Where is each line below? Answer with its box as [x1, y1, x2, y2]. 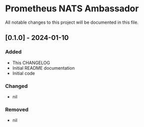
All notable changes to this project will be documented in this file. [5, 19, 139, 25]
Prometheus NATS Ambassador [5, 3, 139, 14]
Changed [5, 83, 28, 89]
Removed [5, 106, 29, 113]
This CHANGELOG [12, 60, 51, 66]
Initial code [12, 70, 35, 76]
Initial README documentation [12, 65, 75, 71]
